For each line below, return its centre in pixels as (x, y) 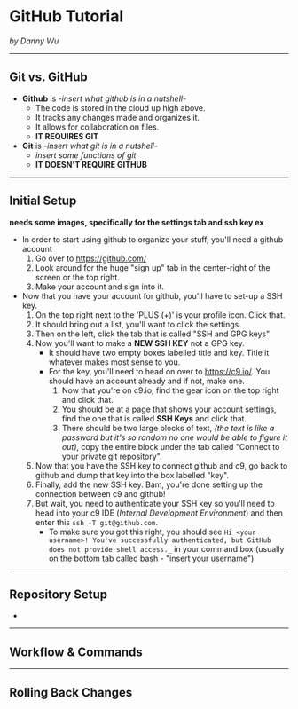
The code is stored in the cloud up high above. (120, 107)
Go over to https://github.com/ (91, 258)
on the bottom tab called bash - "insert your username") (151, 558)
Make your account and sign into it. (100, 287)
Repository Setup (59, 594)
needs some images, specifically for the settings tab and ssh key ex (137, 222)
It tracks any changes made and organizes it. (118, 117)
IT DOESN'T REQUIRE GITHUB (91, 164)
